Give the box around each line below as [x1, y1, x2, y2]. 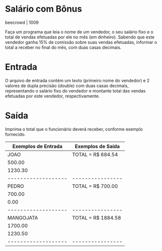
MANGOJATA [7, 214, 38, 221]
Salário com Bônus [5, 3, 82, 15]
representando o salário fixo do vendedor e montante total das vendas [5, 88, 146, 93]
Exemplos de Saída [75, 143, 120, 149]
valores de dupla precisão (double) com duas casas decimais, [5, 83, 129, 89]
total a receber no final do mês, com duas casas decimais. [5, 44, 122, 50]
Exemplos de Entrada [12, 143, 63, 149]
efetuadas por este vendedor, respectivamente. [5, 93, 100, 99]
